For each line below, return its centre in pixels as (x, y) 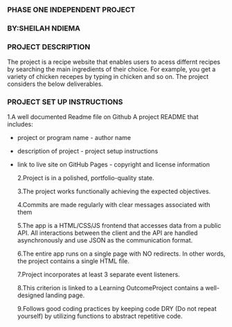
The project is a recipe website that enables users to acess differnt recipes (114, 62)
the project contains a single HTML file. (73, 261)
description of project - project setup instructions (88, 151)
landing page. (65, 295)
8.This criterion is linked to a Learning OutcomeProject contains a (110, 288)
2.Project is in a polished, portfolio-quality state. (86, 178)
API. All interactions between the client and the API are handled (107, 233)
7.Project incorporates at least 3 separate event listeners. (98, 274)
